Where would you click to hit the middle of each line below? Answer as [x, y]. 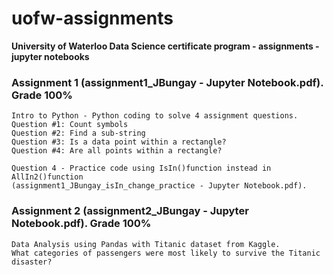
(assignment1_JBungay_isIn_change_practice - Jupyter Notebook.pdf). [159, 186]
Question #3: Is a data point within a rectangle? [119, 142]
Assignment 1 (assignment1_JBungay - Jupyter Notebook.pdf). [167, 82]
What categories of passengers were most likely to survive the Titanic [166, 253]
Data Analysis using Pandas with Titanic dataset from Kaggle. [146, 244]
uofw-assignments [92, 18]
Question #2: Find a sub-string [78, 133]
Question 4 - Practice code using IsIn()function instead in [141, 168]
